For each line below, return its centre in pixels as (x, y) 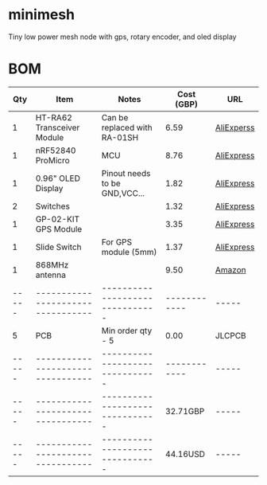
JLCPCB (230, 335)
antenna (50, 275)
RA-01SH (120, 137)
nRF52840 (56, 151)
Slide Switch (58, 247)
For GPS (117, 242)
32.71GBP (185, 411)
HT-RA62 (54, 117)
